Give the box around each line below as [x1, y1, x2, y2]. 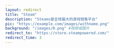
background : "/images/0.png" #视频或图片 [5, 26, 90, 31]
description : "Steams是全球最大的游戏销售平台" [5, 16, 98, 21]
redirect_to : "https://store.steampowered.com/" [5, 30, 109, 35]
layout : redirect [5, 7, 42, 12]
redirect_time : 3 [5, 35, 42, 40]
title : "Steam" [5, 12, 37, 17]
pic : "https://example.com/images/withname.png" [5, 21, 109, 26]
